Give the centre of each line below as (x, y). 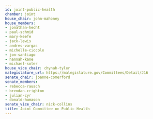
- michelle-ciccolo (25, 50)
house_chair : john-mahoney (32, 18)
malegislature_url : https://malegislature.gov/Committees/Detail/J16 (77, 73)
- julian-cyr (18, 95)
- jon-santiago (20, 55)
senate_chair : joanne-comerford (38, 77)
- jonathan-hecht (23, 28)
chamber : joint (20, 14)
